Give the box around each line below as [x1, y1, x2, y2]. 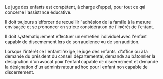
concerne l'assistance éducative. [5, 9, 72, 15]
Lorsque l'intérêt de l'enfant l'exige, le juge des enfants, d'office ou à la [5, 49, 148, 54]
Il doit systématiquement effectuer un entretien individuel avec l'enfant [5, 34, 147, 39]
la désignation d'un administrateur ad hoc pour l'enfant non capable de [5, 64, 148, 70]
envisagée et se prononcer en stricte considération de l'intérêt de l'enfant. [5, 24, 155, 30]
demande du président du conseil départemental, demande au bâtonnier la [5, 53, 156, 59]
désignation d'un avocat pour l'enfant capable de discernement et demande [5, 59, 158, 64]
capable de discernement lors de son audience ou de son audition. [5, 39, 140, 45]
